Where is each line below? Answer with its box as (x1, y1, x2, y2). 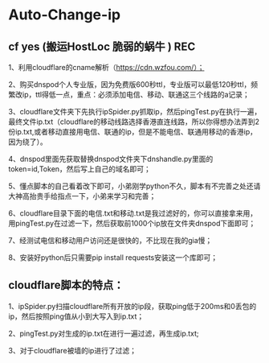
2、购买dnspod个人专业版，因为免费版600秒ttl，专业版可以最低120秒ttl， (8, 80, 251, 89)
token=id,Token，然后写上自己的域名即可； (8, 164, 151, 174)
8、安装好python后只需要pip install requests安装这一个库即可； (8, 253, 218, 262)
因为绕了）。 (8, 137, 47, 146)
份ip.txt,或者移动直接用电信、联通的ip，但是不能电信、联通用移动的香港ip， (8, 127, 258, 136)
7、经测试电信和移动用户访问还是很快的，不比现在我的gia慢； (8, 236, 213, 245)
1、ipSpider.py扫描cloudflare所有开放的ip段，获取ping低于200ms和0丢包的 (8, 301, 257, 311)
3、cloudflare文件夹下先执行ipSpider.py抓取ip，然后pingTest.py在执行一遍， (8, 107, 262, 116)
